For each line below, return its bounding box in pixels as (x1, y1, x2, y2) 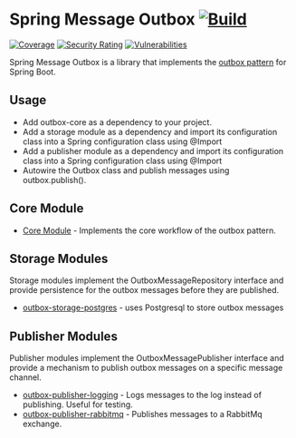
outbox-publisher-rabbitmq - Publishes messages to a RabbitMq (22, 409, 263, 420)
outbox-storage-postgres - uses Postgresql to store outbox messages (22, 302, 284, 313)
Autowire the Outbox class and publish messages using (22, 164, 230, 176)
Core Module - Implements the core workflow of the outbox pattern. (22, 225, 276, 236)
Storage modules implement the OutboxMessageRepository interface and (9, 275, 284, 286)
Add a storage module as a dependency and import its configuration (22, 126, 278, 137)
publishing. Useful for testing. (22, 399, 133, 410)
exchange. (22, 418, 62, 430)
